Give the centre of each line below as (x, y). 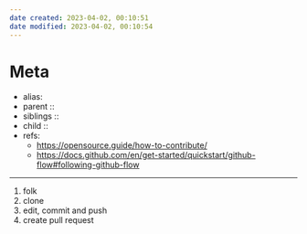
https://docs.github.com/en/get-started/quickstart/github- (146, 155)
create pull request (58, 220)
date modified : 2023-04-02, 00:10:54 (81, 27)
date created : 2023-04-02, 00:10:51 (79, 18)
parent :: (38, 107)
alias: (32, 97)
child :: (35, 126)
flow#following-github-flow (88, 165)
